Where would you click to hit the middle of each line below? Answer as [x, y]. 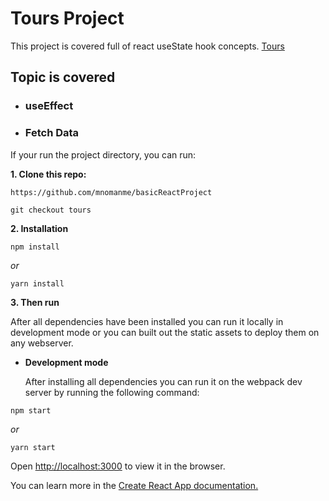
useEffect [49, 106]
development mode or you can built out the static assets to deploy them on [165, 332]
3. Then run [35, 302]
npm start [31, 410]
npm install [35, 247]
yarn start [33, 447]
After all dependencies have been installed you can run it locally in [147, 321]
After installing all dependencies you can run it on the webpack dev [163, 381]
